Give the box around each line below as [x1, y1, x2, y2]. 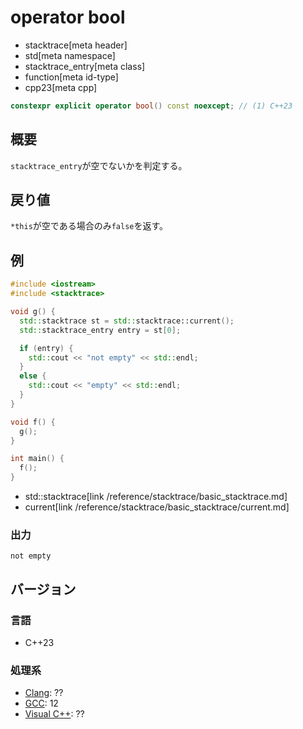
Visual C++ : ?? [24, 708, 85, 720]
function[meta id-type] [24, 71, 119, 83]
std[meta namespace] [24, 49, 116, 61]
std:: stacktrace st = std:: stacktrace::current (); [19, 316, 235, 326]
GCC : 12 [24, 697, 59, 710]
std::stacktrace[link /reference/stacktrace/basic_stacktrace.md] [24, 491, 288, 502]
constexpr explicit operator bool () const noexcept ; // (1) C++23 [10, 101, 293, 111]
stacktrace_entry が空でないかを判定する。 [10, 159, 188, 171]
